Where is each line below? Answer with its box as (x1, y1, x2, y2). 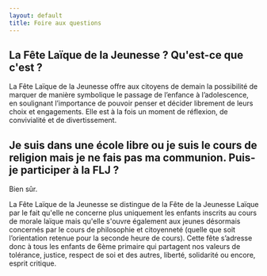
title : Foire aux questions (9, 19, 102, 27)
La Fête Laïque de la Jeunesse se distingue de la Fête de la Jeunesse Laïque (9, 200, 259, 209)
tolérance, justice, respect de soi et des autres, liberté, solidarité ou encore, (9, 251, 256, 260)
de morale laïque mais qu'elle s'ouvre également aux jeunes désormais (9, 217, 241, 226)
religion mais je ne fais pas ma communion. (9, 151, 227, 164)
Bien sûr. (9, 184, 38, 194)
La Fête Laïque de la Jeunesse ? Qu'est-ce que (9, 48, 244, 62)
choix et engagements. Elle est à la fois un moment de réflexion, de (9, 107, 228, 117)
